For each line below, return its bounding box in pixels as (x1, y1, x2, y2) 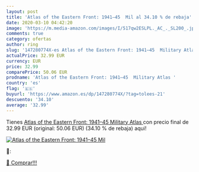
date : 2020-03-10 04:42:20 (6, 20, 73, 25)
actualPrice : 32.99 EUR (6, 53, 65, 59)
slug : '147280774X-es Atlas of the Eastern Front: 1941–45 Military (6, 47, 182, 53)
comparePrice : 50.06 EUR (6, 69, 68, 75)
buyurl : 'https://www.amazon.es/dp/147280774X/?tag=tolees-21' (6, 91, 166, 97)
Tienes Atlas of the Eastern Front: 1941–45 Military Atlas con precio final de (6, 118, 189, 125)
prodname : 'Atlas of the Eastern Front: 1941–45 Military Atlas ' (6, 74, 176, 80)
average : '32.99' (6, 102, 49, 108)
